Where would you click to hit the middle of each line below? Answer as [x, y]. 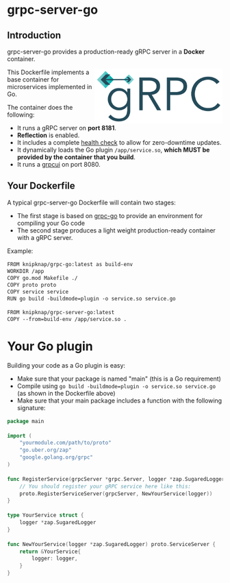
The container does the [40, 107]
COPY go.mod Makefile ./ [42, 278]
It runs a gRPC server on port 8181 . [66, 128]
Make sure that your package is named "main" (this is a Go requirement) [119, 379]
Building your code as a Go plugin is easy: [66, 365]
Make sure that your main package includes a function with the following [119, 401]
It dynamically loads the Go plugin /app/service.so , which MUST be [113, 150]
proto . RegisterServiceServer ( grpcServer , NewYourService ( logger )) [116, 493]
